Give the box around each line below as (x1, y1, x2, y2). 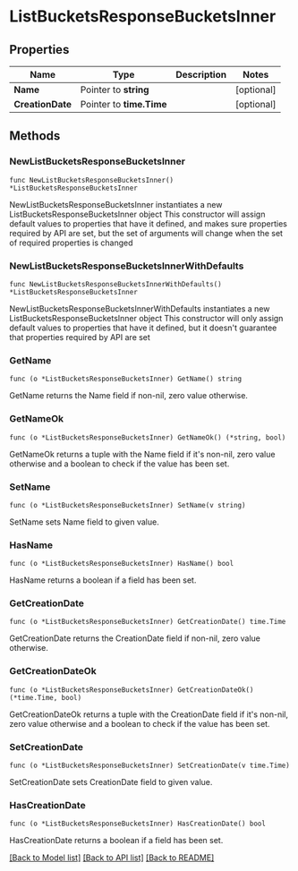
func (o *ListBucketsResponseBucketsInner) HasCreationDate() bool (9, 819, 267, 829)
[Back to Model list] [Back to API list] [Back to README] (9, 852, 215, 863)
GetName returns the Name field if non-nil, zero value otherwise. (9, 390, 249, 401)
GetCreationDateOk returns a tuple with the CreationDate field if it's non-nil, (9, 709, 289, 720)
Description (175, 69, 226, 81)
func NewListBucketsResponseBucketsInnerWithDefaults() (9, 279, 222, 288)
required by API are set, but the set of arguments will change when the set (9, 227, 284, 238)
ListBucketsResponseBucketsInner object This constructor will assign (9, 209, 266, 219)
